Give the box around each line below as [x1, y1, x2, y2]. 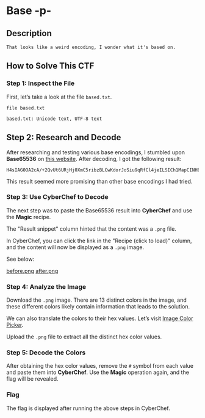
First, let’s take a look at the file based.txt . [6, 93, 112, 100]
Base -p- [6, 4, 52, 18]
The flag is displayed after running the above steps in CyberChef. [6, 405, 170, 412]
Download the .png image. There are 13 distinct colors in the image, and [6, 296, 187, 304]
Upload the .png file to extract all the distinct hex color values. [6, 333, 162, 340]
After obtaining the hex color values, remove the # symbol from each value [6, 362, 194, 370]
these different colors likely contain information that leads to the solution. [6, 303, 190, 310]
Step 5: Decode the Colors [6, 348, 86, 357]
